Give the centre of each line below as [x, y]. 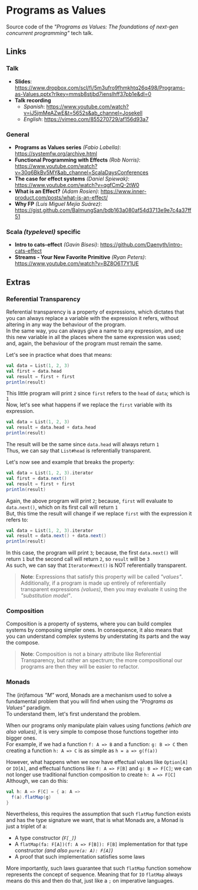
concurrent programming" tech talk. [50, 33]
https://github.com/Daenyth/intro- [141, 245]
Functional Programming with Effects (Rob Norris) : [77, 160]
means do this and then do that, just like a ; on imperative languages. [90, 881]
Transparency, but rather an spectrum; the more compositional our [101, 660]
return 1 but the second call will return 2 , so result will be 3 [78, 559]
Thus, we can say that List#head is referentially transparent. [79, 451]
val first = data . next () [37, 478]
